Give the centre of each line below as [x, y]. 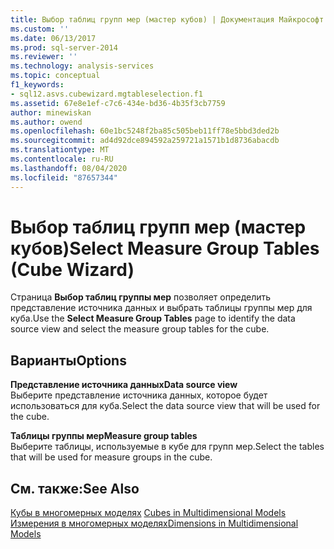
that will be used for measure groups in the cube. [111, 457]
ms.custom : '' [40, 29]
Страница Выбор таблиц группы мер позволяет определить [141, 297]
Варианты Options [68, 360]
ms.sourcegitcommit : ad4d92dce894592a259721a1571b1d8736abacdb [145, 141]
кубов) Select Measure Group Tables [165, 248]
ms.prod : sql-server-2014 [64, 47]
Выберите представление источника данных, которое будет [139, 395]
